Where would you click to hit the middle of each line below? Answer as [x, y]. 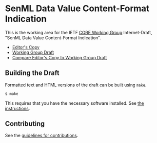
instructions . [18, 108]
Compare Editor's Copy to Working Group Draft [59, 57]
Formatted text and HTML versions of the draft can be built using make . [76, 85]
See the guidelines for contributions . [42, 136]
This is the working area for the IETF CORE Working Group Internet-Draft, [79, 32]
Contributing [25, 124]
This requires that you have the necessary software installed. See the [75, 103]
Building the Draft [32, 73]
